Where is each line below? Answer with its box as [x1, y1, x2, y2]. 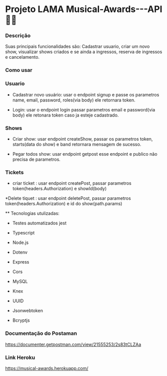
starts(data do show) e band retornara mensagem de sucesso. [12, 142, 141, 147]
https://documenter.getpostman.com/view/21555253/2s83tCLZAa [5, 341, 141, 347]
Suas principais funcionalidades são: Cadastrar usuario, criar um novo [5, 44, 150, 50]
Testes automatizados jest [12, 220, 66, 226]
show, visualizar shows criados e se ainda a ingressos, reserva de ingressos [5, 49, 162, 55]
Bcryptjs [12, 317, 30, 323]
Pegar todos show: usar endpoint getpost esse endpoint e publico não [12, 151, 157, 157]
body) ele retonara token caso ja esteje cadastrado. [12, 112, 119, 118]
